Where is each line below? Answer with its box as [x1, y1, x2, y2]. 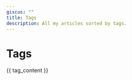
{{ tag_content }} [6, 67, 49, 74]
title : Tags [6, 15, 37, 21]
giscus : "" [6, 9, 34, 15]
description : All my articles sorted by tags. [6, 20, 127, 26]
